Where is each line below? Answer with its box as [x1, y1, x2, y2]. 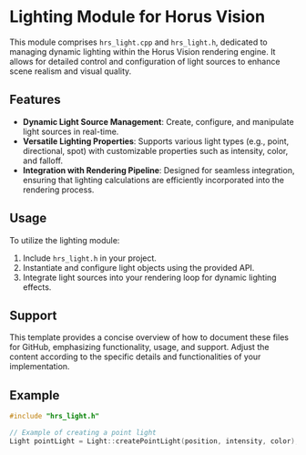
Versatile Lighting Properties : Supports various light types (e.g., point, [22, 135, 290, 147]
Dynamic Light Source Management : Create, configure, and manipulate [22, 116, 294, 127]
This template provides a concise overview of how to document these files [9, 332, 290, 343]
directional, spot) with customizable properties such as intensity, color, [22, 145, 289, 156]
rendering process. [22, 184, 95, 195]
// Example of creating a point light [9, 429, 157, 438]
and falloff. [22, 155, 64, 166]
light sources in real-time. [22, 126, 119, 137]
